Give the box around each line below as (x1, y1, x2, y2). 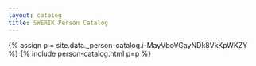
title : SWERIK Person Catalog (8, 19, 109, 27)
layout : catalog (8, 11, 62, 20)
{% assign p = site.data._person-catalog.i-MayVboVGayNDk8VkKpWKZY (8, 40, 248, 49)
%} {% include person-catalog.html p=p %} (8, 49, 152, 58)
